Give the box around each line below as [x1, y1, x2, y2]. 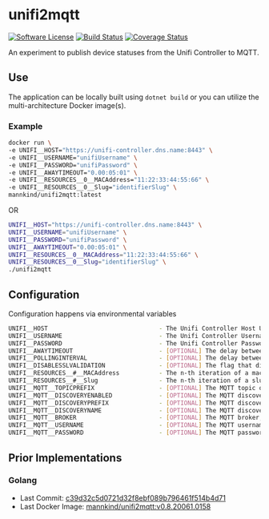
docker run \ [8, 139, 52, 147]
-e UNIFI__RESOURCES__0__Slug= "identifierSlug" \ [8, 183, 178, 191]
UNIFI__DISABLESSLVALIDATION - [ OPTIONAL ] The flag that [8, 362, 252, 370]
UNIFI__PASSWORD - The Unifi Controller [8, 339, 239, 348]
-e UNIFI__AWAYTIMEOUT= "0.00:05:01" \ [8, 168, 138, 177]
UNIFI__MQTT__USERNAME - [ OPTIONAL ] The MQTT [8, 421, 235, 429]
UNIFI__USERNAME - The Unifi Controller [8, 332, 239, 340]
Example [8, 120, 43, 131]
